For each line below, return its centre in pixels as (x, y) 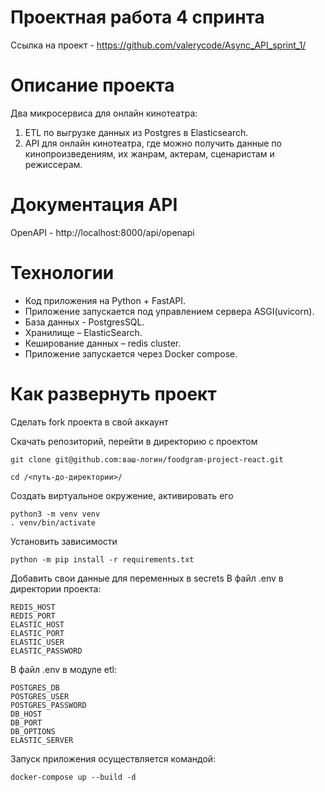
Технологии (62, 273)
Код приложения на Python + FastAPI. (105, 300)
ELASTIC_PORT (37, 633)
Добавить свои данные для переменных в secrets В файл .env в (147, 578)
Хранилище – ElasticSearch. (83, 332)
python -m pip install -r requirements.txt (102, 559)
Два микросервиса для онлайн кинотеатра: (104, 113)
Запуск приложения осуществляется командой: (113, 758)
